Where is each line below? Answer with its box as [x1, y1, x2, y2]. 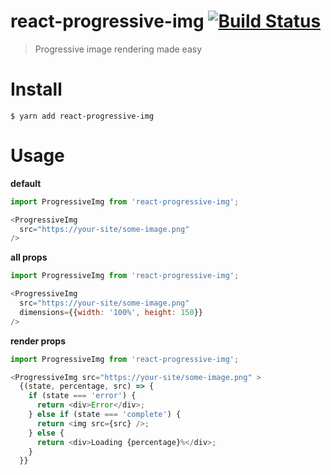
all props [10, 251, 48, 264]
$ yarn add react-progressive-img [10, 111, 155, 121]
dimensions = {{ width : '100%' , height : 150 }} [19, 307, 203, 317]
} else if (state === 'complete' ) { [28, 410, 182, 420]
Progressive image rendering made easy [34, 43, 203, 55]
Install [10, 78, 63, 101]
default [10, 177, 42, 189]
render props [10, 335, 67, 347]
